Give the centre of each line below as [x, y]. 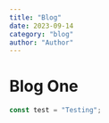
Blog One [44, 86]
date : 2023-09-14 [42, 26]
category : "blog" [42, 34]
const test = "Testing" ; [55, 111]
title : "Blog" [36, 17]
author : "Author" [42, 42]
